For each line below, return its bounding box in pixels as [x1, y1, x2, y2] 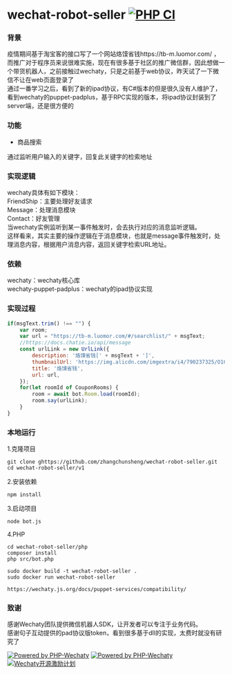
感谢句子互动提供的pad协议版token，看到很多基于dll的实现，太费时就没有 [7, 629, 216, 637]
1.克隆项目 [7, 444, 36, 453]
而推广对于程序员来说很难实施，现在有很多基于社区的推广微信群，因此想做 [7, 59, 219, 67]
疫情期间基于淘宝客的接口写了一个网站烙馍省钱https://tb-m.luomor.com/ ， [7, 50, 220, 58]
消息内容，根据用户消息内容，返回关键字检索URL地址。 [12, 241, 171, 249]
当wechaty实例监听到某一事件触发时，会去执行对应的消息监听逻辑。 [7, 223, 202, 232]
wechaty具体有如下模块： [7, 189, 81, 197]
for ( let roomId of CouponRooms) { [19, 384, 119, 391]
